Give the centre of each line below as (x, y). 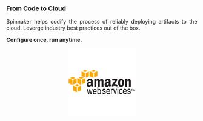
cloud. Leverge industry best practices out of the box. (73, 28)
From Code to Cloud (36, 8)
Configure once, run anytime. (44, 40)
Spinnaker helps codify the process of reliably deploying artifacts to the (102, 22)
